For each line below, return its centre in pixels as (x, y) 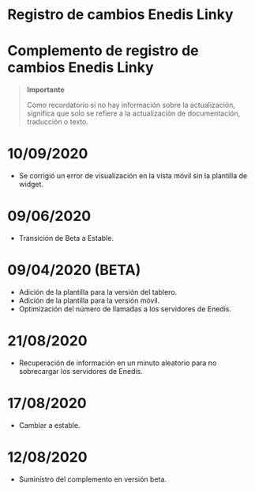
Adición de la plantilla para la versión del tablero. (98, 292)
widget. (31, 185)
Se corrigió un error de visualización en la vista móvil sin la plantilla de (133, 176)
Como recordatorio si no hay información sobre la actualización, (131, 105)
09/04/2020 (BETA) (74, 270)
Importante (45, 90)
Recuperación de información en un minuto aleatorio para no (118, 363)
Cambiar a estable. (49, 425)
